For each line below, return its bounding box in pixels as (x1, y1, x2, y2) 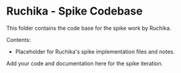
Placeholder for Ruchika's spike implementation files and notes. (15, 47, 175, 55)
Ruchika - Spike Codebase (6, 4, 143, 18)
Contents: (6, 36, 31, 43)
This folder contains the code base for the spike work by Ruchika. (6, 24, 172, 32)
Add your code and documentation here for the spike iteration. (6, 60, 163, 67)
